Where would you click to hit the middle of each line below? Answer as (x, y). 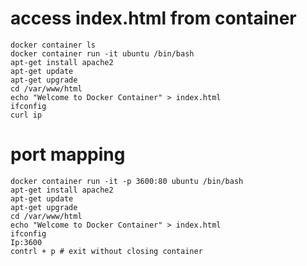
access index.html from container (153, 18)
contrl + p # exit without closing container (106, 251)
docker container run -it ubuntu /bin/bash (102, 53)
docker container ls (53, 45)
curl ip (26, 115)
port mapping (68, 154)
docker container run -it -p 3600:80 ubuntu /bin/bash (127, 181)
